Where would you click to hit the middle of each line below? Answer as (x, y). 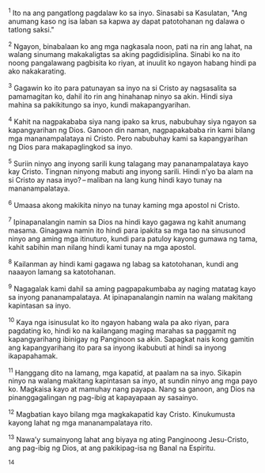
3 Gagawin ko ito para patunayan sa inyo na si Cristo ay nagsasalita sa (123, 87)
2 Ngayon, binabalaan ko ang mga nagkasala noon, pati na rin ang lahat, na (131, 45)
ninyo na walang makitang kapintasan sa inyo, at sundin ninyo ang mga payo (133, 381)
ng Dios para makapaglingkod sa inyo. (70, 146)
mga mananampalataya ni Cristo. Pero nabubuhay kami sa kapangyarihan (128, 138)
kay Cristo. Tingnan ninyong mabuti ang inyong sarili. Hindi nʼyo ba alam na (131, 172)
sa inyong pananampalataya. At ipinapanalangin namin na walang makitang (131, 297)
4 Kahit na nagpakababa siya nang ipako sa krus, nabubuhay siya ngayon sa (132, 120)
